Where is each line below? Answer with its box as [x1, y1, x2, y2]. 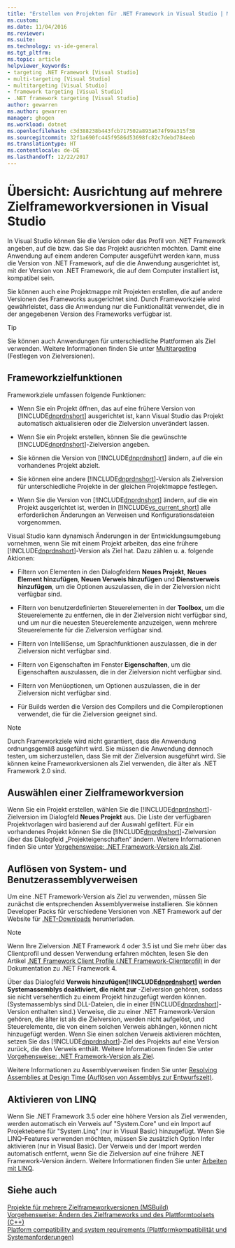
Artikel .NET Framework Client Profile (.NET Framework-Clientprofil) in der [7, 957, 221, 965]
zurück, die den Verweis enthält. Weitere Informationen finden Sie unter [7, 1045, 213, 1053]
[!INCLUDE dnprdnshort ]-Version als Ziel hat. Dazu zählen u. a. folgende [7, 546, 214, 555]
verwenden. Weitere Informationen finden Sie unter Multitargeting [7, 344, 197, 352]
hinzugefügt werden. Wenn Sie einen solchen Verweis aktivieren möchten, [7, 1030, 222, 1039]
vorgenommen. [17, 518, 62, 526]
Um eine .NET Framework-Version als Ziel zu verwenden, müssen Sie [7, 892, 207, 901]
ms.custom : [7, 17, 39, 24]
